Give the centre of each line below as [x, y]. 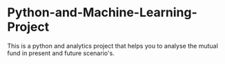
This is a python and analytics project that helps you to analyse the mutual [113, 46]
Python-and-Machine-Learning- [102, 13]
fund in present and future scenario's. [61, 53]
